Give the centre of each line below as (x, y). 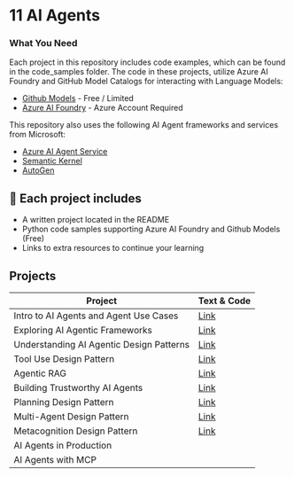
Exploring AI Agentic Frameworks (83, 331)
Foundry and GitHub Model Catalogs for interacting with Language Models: (146, 82)
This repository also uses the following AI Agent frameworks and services (144, 125)
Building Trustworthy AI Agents (78, 388)
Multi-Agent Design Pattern (71, 417)
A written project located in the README (96, 220)
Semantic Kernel (52, 161)
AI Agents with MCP (55, 460)
